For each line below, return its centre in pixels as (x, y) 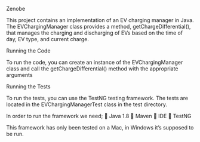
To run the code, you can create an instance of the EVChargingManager (95, 62)
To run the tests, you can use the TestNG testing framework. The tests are (97, 98)
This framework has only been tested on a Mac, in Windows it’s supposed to (100, 127)
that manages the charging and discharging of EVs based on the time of (95, 33)
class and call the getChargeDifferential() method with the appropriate (92, 69)
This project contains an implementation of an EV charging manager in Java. (100, 20)
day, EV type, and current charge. (48, 39)
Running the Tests (28, 87)
